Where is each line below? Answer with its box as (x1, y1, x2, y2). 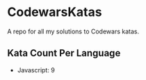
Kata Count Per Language (7, 47, 121, 59)
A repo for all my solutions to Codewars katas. (7, 27, 140, 35)
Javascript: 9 (17, 65, 56, 74)
